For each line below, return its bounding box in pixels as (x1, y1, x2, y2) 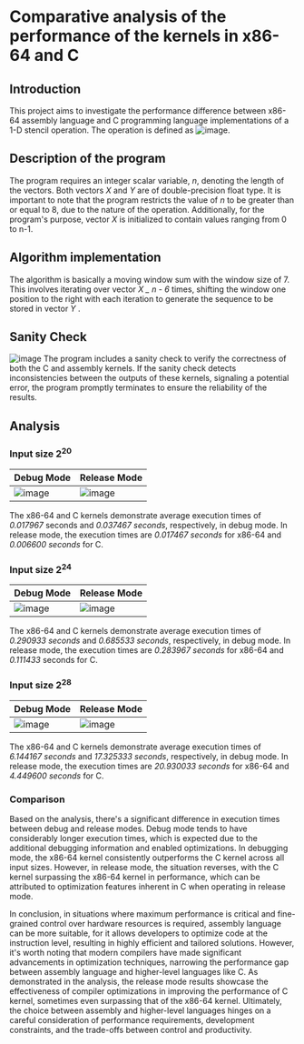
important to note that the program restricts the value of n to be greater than (9, 194, 295, 206)
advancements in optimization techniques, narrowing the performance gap (9, 957, 289, 968)
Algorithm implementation (9, 250, 162, 266)
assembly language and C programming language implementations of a (21, 115, 289, 125)
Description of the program (9, 151, 166, 166)
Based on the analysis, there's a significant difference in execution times (9, 814, 280, 825)
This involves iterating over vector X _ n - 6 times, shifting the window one (9, 284, 287, 295)
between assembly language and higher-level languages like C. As (9, 967, 259, 978)
